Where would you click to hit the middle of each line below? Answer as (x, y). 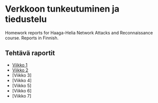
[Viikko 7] (22, 96)
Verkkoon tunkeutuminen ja (62, 9)
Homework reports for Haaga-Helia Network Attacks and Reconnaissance (79, 33)
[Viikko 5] (22, 86)
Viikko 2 (20, 70)
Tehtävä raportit (30, 53)
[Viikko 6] (22, 90)
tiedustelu (26, 19)
